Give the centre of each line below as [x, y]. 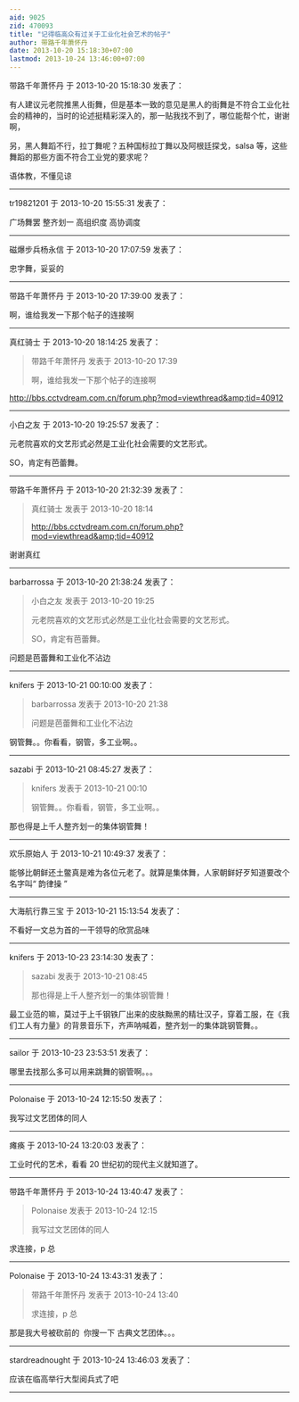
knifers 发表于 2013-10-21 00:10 [89, 788]
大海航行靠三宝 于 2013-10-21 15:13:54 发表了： [96, 911]
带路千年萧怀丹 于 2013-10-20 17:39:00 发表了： [97, 296]
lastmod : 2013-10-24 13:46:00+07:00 [77, 59]
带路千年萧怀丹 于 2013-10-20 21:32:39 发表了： [97, 490]
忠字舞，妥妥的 [36, 268]
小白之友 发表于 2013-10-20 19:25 [93, 601]
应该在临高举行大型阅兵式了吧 [64, 1379]
